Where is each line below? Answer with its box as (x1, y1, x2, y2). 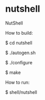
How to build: (5, 30, 33, 36)
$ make (5, 69, 21, 76)
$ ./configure (5, 59, 33, 65)
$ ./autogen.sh (5, 49, 36, 56)
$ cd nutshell (5, 39, 33, 46)
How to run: (5, 79, 30, 85)
